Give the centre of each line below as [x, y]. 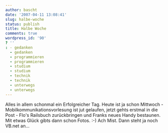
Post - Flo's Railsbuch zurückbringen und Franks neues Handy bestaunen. [83, 115]
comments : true [21, 33]
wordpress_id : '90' [26, 38]
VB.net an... [18, 126]
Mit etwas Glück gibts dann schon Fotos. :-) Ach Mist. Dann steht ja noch [82, 120]
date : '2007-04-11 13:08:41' [36, 15]
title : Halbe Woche [26, 29]
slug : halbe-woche [25, 19]
